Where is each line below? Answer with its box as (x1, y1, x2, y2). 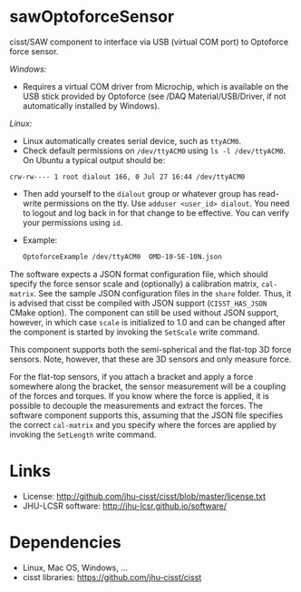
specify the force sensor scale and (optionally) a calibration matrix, (9, 278, 260, 289)
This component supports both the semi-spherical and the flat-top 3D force (9, 344, 292, 354)
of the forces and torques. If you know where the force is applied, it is (9, 390, 269, 401)
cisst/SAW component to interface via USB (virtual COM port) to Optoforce (9, 36, 288, 47)
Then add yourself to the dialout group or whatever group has (22, 188, 257, 199)
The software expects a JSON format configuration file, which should (9, 268, 268, 279)
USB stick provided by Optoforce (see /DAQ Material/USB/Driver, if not (22, 91, 286, 102)
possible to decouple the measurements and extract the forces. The (9, 400, 263, 411)
